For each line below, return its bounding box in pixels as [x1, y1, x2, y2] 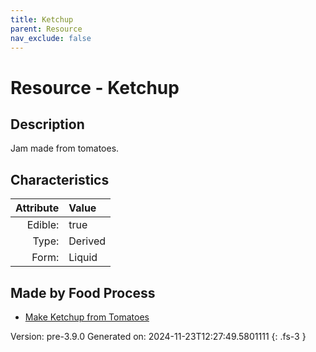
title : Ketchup [10, 14, 74, 25]
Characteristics [10, 171, 110, 188]
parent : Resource [10, 24, 83, 34]
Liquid [68, 251, 98, 265]
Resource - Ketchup [10, 76, 180, 99]
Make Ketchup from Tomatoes [24, 311, 150, 323]
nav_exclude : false [10, 33, 92, 43]
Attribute [15, 201, 60, 215]
